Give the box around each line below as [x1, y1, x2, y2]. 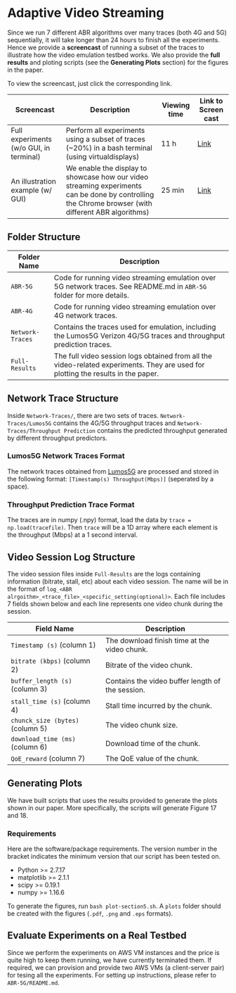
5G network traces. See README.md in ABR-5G [53, 282, 207, 291]
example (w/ [11, 185, 53, 195]
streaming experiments [65, 181, 142, 191]
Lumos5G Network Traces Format [7, 451, 125, 461]
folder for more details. [53, 290, 129, 300]
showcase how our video [65, 172, 149, 182]
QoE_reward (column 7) [11, 753, 86, 763]
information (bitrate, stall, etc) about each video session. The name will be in [7, 577, 229, 586]
